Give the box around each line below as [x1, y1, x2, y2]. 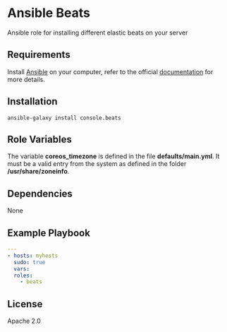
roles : [13, 272, 33, 279]
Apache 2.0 [7, 316, 41, 326]
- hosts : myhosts [7, 252, 59, 259]
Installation [7, 95, 58, 107]
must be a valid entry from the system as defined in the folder [7, 160, 187, 168]
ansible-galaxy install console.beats [7, 114, 121, 121]
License [7, 298, 43, 310]
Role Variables [7, 133, 72, 146]
